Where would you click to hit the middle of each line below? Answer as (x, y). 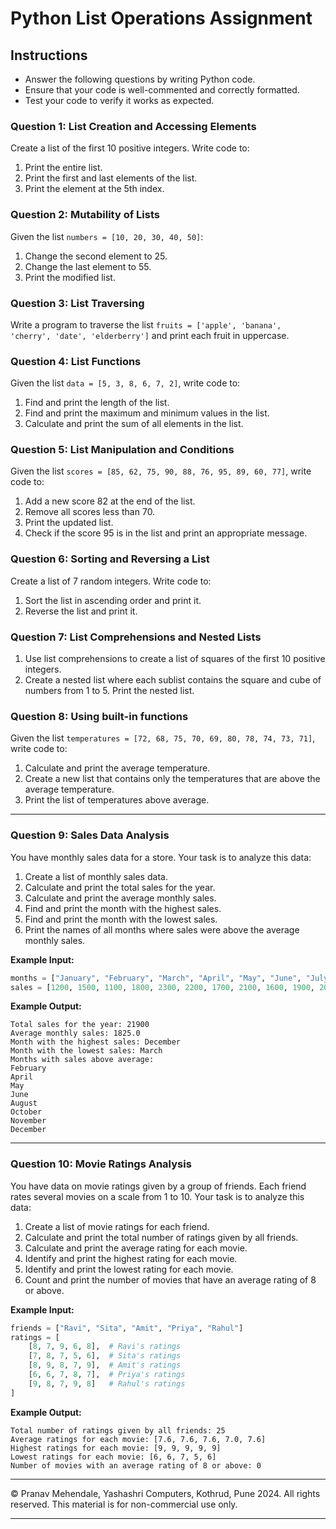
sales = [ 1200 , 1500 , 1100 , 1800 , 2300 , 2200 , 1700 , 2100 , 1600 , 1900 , (162, 987)
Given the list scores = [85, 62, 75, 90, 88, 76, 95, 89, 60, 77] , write (161, 471)
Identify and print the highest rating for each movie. (131, 1258)
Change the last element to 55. (88, 266)
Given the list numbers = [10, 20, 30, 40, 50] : (107, 236)
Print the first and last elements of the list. (111, 178)
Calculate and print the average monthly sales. (120, 898)
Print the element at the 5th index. (94, 189)
